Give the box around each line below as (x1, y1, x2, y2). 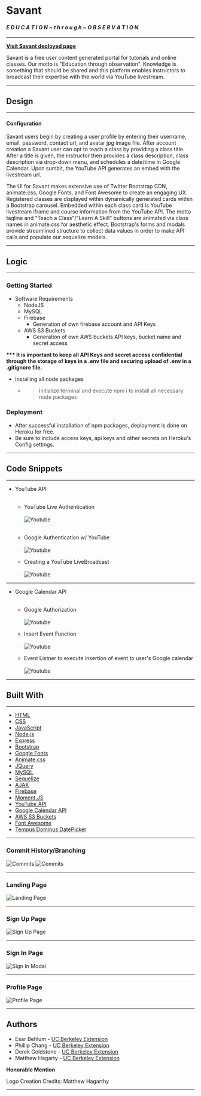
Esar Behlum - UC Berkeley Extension (14, 1035, 108, 1042)
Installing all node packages (14, 375, 84, 383)
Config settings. (14, 441, 55, 448)
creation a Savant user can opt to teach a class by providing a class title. (6, 146, 185, 153)
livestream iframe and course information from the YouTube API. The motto (6, 208, 191, 215)
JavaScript (14, 724, 42, 731)
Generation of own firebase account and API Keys (32, 320, 156, 328)
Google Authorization (23, 606, 77, 613)
